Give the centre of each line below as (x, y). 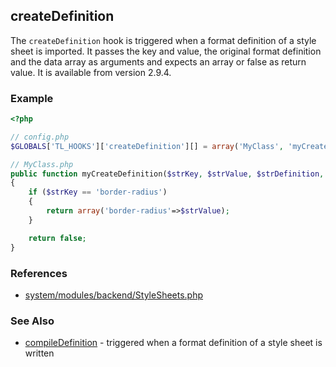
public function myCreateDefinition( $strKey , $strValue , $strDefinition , (167, 174)
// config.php (40, 137)
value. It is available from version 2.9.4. (91, 72)
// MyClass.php (42, 164)
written (39, 353)
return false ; (57, 238)
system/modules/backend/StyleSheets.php (114, 295)
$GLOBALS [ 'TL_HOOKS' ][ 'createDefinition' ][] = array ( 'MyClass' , (147, 146)
